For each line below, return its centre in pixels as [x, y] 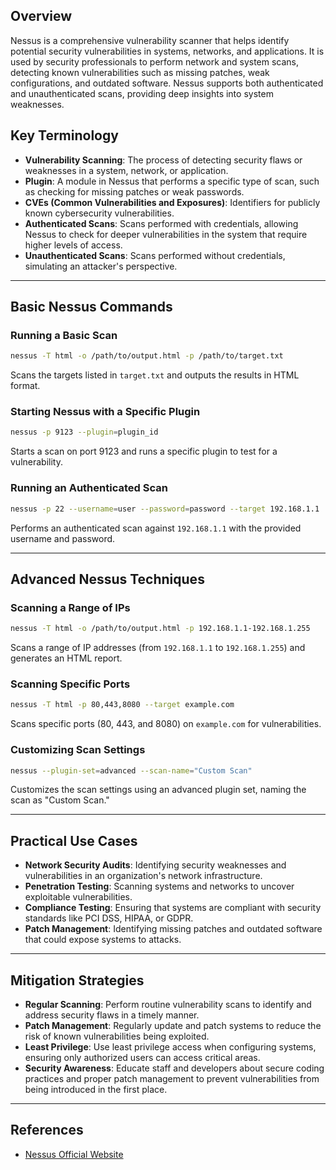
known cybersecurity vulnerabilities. [99, 213]
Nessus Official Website [74, 1154]
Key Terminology [64, 135]
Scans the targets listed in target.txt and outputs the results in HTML [155, 375]
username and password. [63, 538]
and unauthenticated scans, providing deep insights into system [142, 93]
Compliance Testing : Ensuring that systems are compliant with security [173, 908]
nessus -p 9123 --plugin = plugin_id [84, 432]
